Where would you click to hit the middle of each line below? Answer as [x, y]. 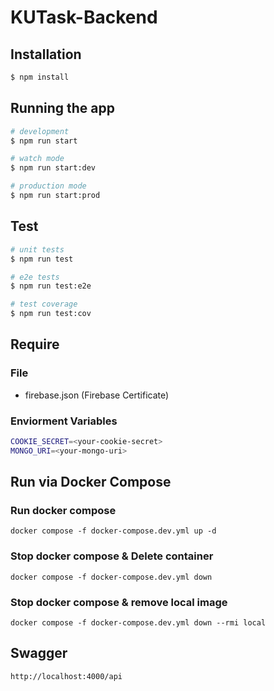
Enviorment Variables [64, 421]
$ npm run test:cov [51, 314]
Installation [46, 54]
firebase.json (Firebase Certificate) [97, 395]
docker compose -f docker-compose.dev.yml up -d [113, 531]
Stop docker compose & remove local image [119, 602]
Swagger [39, 653]
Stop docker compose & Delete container [112, 556]
